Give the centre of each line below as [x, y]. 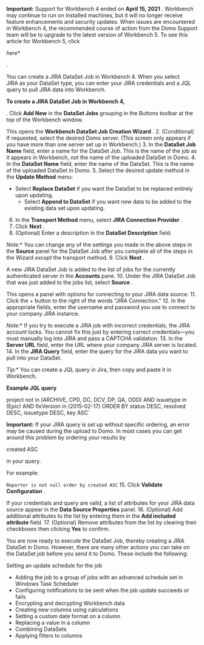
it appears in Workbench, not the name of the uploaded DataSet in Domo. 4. [101, 157]
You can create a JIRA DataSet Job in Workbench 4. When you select [93, 77]
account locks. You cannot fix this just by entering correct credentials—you [100, 332]
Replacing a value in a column [52, 622]
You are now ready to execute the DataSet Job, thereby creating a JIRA [95, 541]
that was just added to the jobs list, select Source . [70, 282]
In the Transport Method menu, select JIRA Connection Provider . [99, 220]
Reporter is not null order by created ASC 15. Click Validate [84, 485]
